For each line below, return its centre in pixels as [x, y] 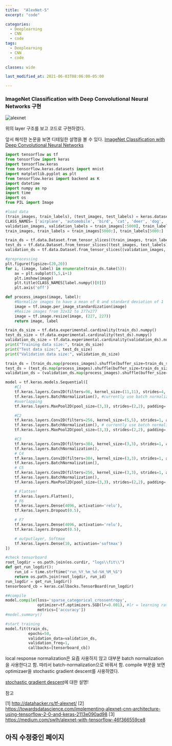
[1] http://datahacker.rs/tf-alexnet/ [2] [45, 703]
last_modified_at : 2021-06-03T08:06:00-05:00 [55, 77]
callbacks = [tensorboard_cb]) [59, 648]
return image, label [36, 321]
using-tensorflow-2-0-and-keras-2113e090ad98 [56, 714]
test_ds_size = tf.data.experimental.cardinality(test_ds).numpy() [79, 335]
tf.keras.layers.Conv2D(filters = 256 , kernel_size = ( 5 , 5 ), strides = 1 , [89, 420]
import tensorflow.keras [32, 164]
